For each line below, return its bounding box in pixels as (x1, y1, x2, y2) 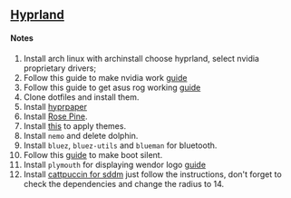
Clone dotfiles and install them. (23, 91, 140, 103)
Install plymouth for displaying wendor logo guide (23, 159, 207, 170)
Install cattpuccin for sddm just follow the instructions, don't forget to (23, 168, 282, 180)
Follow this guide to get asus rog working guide (23, 82, 201, 93)
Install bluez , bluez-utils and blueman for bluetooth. (23, 140, 218, 151)
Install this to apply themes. (23, 120, 126, 131)
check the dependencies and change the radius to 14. (23, 178, 225, 189)
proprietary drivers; (23, 63, 97, 74)
